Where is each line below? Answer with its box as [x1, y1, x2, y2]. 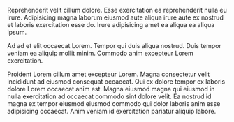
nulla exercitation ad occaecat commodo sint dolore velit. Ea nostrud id [7, 92, 212, 100]
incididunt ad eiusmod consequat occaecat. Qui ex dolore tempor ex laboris [7, 77, 226, 86]
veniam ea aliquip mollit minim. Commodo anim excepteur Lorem [7, 49, 193, 57]
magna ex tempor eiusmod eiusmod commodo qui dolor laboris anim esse [7, 100, 221, 107]
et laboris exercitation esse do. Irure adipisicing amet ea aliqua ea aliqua [7, 21, 215, 29]
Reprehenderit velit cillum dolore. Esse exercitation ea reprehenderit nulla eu [7, 6, 227, 14]
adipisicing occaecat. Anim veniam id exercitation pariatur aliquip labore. [7, 107, 217, 115]
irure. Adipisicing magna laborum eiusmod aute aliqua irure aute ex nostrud [7, 13, 224, 22]
